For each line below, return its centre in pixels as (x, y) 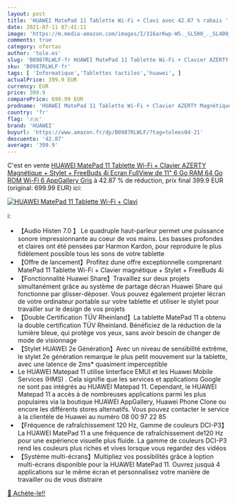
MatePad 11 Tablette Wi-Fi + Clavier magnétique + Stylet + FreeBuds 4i (121, 270)
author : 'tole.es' (34, 54)
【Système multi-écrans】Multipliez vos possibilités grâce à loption (115, 457)
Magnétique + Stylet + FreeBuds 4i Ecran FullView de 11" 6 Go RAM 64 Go (115, 173)
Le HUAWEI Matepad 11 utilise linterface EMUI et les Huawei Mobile (115, 372)
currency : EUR (28, 86)
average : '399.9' (33, 146)
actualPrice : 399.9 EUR (42, 80)
